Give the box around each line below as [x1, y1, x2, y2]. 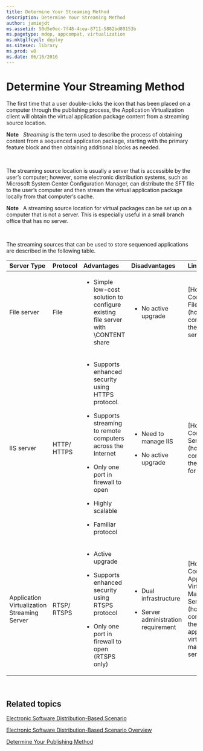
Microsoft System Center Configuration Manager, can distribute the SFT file [6, 179, 195, 187]
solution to [93, 292, 124, 301]
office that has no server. [6, 217, 69, 224]
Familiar [93, 520, 116, 529]
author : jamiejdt [6, 20, 50, 26]
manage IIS [141, 437, 173, 445]
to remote [93, 427, 121, 435]
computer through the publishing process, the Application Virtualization [6, 106, 184, 114]
